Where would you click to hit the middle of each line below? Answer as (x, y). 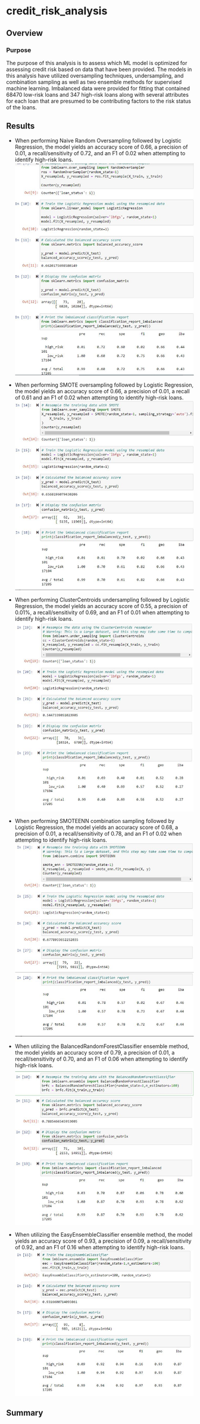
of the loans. (21, 107)
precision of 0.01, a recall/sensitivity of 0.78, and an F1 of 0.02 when (98, 833)
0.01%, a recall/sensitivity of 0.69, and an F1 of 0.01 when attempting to (102, 612)
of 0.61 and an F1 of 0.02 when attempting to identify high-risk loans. (99, 397)
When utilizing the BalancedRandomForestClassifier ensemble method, (102, 1046)
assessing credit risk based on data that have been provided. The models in (99, 69)
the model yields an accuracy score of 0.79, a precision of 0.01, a (95, 1052)
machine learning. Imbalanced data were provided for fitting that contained (98, 88)
